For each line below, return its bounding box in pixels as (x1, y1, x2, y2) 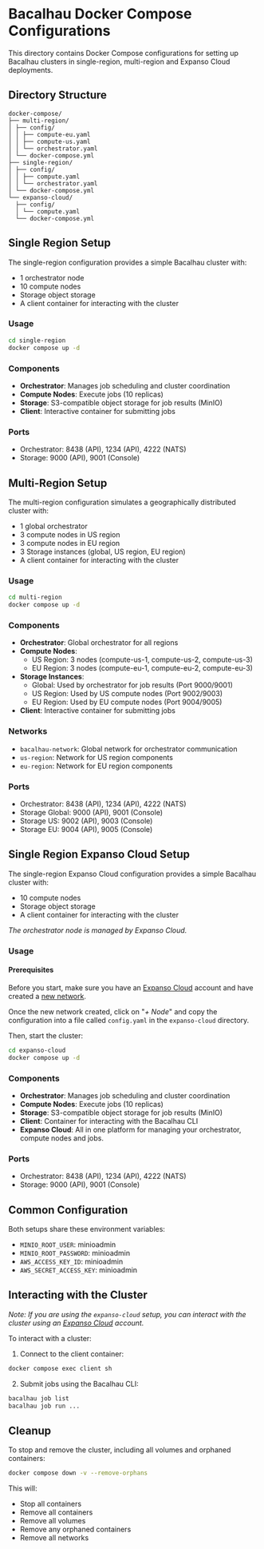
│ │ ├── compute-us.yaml (8, 137, 91, 145)
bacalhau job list (8, 1394, 69, 1403)
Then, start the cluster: (8, 1030, 84, 1040)
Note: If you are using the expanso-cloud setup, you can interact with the (8, 1309, 246, 1319)
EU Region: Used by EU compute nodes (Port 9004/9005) (31, 697, 223, 707)
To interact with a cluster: (8, 1333, 92, 1343)
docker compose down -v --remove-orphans (8, 1469, 148, 1477)
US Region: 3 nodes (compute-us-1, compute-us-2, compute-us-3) (31, 655, 254, 664)
